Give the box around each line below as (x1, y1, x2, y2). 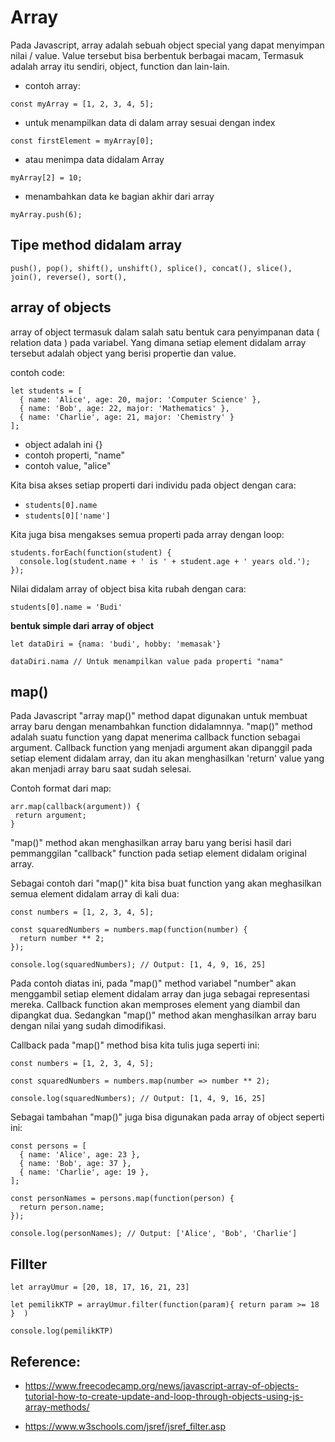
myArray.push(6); (10, 209, 83, 220)
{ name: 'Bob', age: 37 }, (19, 1159, 132, 1169)
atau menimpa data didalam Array (24, 153, 165, 165)
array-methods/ (24, 1401, 90, 1413)
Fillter (10, 1256, 48, 1273)
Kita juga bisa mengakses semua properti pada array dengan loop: (10, 528, 285, 540)
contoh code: (10, 366, 65, 378)
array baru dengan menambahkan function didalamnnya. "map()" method (10, 721, 313, 733)
